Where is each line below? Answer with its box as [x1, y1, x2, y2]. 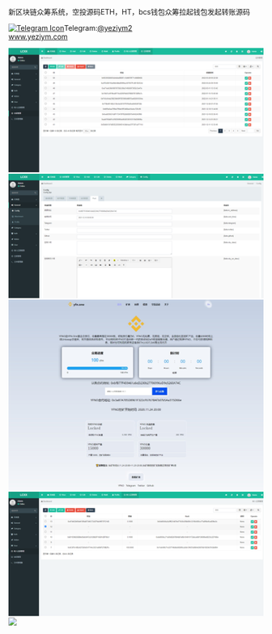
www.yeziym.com [8, 32, 68, 41]
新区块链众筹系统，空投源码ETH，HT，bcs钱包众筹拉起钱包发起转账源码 [8, 7, 251, 16]
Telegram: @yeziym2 [64, 23, 133, 32]
